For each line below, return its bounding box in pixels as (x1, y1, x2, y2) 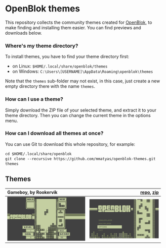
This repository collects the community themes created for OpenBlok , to (5, 19, 152, 25)
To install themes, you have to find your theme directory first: (5, 54, 129, 60)
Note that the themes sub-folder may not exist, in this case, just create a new (5, 78, 160, 84)
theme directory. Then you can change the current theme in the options (5, 112, 151, 118)
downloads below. (5, 30, 42, 36)
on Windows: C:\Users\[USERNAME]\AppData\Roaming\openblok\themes (12, 68, 153, 74)
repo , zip (140, 189, 159, 195)
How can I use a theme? (5, 96, 63, 103)
